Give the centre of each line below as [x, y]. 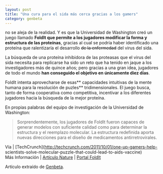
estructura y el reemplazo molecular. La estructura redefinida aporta [85, 133]
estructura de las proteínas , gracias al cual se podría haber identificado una [82, 43]
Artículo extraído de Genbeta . [35, 167]
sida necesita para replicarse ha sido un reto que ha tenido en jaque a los [78, 63]
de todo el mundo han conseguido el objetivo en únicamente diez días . [77, 73]
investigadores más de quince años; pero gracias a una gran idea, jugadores [82, 68]
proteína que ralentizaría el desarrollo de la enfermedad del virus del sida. [79, 48]
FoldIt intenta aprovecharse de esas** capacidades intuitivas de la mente [78, 82]
